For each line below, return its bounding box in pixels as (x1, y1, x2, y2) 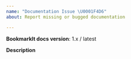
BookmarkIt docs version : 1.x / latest (6, 35, 97, 42)
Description (6, 46, 36, 53)
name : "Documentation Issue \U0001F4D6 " (6, 8, 107, 15)
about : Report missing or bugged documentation (6, 14, 126, 20)
